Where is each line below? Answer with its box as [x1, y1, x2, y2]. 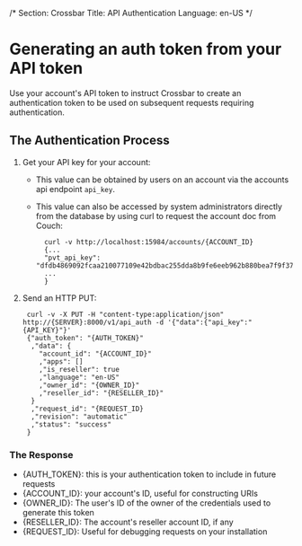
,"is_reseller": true [39, 365, 120, 374]
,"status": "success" [31, 419, 112, 429]
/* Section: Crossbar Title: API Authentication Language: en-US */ [9, 8, 253, 18]
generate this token [22, 507, 94, 518]
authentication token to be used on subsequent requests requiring [9, 97, 254, 108]
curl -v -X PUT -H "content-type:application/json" [26, 310, 225, 319]
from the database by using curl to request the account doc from [35, 210, 277, 221]
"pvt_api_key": [43, 253, 102, 262]
